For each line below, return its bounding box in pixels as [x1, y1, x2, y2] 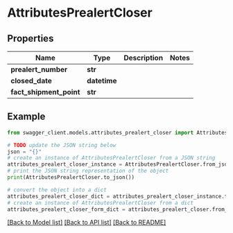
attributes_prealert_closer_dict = [7, 193, 110, 200]
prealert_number [10, 64, 68, 74]
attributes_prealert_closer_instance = [7, 161, 123, 168]
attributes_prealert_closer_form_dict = [7, 206, 126, 213]
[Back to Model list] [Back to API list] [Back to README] [7, 218, 166, 227]
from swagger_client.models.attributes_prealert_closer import [7, 129, 194, 136]
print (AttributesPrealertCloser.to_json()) [7, 174, 135, 181]
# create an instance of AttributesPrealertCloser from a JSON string [7, 155, 216, 162]
